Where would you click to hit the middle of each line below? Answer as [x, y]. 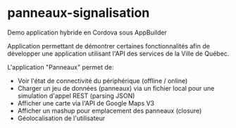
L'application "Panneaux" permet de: [61, 67]
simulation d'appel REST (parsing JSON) [76, 96]
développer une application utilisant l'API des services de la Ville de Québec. [118, 53]
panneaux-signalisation [79, 13]
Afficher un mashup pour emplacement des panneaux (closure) [110, 110]
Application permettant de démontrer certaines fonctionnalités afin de [108, 46]
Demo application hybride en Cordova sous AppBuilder [87, 32]
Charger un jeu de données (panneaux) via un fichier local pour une [116, 88]
